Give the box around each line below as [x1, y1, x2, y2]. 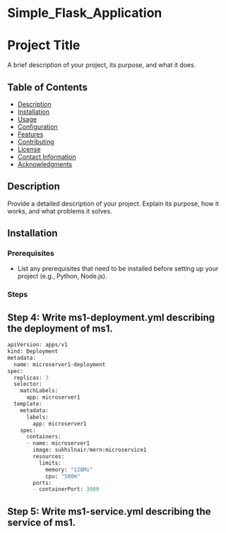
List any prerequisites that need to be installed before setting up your [17, 264, 219, 273]
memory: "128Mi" [44, 466, 93, 473]
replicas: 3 [13, 374, 49, 381]
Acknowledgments [17, 160, 73, 168]
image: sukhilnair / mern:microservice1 [32, 447, 147, 454]
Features [17, 129, 44, 139]
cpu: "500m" [44, 472, 81, 480]
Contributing [17, 137, 54, 146]
